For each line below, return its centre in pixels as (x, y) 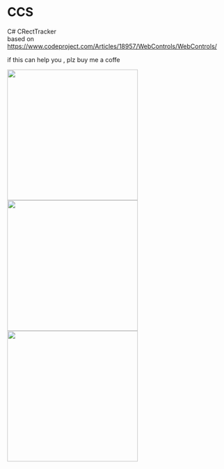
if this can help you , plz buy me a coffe (64, 59)
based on (21, 38)
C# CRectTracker (32, 31)
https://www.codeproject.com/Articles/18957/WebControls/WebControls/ (112, 46)
